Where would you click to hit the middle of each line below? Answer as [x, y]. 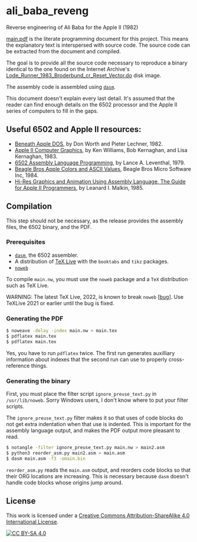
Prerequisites [26, 242]
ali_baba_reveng [47, 11]
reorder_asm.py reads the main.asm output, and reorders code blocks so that [98, 470]
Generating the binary [38, 381]
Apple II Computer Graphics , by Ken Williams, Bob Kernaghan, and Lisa [101, 150]
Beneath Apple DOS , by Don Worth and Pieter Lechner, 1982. [89, 144]
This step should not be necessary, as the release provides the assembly [95, 221]
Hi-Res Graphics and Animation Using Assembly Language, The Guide [100, 181]
